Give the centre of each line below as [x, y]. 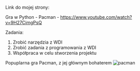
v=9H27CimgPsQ [24, 23]
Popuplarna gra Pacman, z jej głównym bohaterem [58, 63]
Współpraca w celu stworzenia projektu [54, 53]
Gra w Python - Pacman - [32, 17]
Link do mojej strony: [27, 7]
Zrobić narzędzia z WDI [37, 42]
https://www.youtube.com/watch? [96, 17]
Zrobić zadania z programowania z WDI [54, 47]
